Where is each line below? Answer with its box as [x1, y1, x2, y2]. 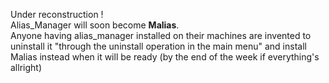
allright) [10, 62, 42, 73]
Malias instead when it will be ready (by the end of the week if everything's [10, 51, 320, 63]
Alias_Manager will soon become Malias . [10, 19, 180, 31]
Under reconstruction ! [10, 9, 104, 20]
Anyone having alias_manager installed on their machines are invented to [10, 30, 312, 41]
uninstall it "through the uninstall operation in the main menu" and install [10, 40, 307, 52]
